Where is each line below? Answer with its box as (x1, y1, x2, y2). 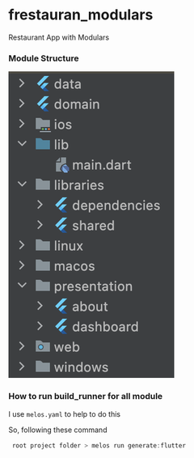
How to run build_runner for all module (8, 391, 163, 402)
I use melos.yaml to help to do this (8, 409, 121, 418)
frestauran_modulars (8, 6, 154, 24)
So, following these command (8, 425, 108, 435)
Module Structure (8, 53, 79, 64)
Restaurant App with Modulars (8, 32, 110, 42)
